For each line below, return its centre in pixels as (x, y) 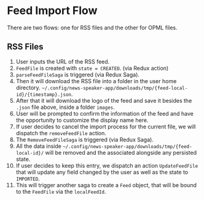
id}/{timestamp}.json (43, 94)
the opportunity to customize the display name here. (82, 120)
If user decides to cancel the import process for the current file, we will (106, 127)
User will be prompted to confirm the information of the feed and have (105, 113)
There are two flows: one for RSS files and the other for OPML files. (92, 28)
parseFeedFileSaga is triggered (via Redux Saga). (78, 75)
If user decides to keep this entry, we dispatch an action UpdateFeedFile (107, 165)
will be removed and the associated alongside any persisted (121, 152)
